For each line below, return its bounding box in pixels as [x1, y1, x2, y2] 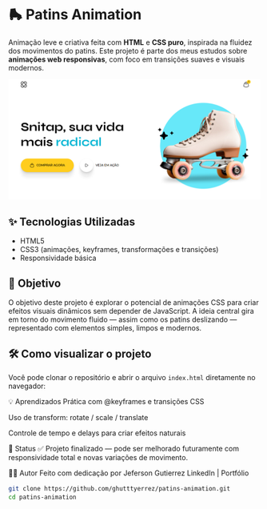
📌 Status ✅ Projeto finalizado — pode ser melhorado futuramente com [8, 443, 240, 453]
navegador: [8, 381, 46, 391]
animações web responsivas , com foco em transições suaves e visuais [8, 54, 245, 64]
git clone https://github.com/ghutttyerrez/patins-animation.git [8, 484, 230, 492]
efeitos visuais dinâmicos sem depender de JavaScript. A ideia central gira [8, 306, 254, 315]
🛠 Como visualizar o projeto [8, 347, 152, 361]
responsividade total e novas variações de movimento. [8, 452, 189, 462]
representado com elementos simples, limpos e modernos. [8, 323, 202, 332]
